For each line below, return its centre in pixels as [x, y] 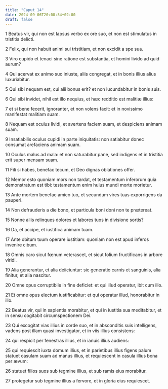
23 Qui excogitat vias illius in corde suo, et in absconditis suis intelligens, [81, 326]
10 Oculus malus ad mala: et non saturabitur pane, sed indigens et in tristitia [84, 155]
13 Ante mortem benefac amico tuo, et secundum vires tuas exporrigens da [84, 195]
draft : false [19, 19]
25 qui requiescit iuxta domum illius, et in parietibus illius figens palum [78, 350]
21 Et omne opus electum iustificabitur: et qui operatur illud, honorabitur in [82, 295]
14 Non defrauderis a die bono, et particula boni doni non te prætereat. [79, 210]
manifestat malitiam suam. [32, 114]
